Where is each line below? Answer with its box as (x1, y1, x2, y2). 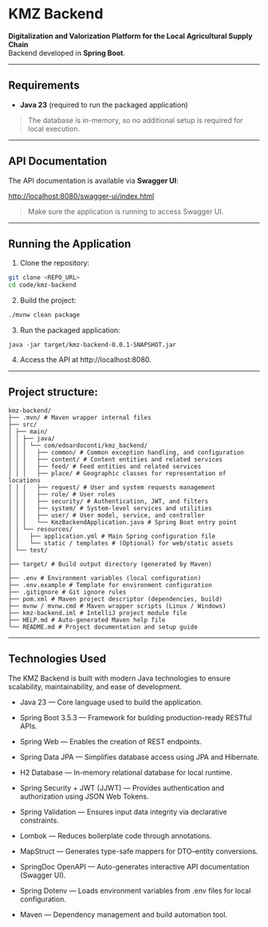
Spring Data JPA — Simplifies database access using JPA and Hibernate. (19, 751, 260, 762)
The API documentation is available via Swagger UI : (8, 176, 179, 185)
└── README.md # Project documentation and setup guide (8, 623, 198, 631)
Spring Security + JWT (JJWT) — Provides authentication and (19, 783, 225, 792)
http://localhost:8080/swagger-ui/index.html (8, 191, 155, 200)
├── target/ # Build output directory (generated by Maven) (8, 560, 213, 568)
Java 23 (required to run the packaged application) (19, 100, 189, 109)
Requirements (8, 79, 80, 93)
